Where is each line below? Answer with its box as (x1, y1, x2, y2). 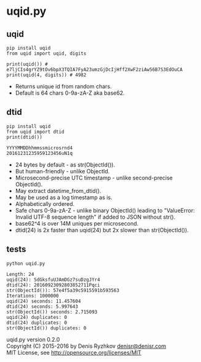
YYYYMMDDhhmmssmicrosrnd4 (6, 144, 73, 151)
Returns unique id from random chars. (15, 83, 112, 90)
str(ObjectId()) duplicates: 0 (6, 325, 87, 331)
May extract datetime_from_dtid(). (15, 187, 101, 194)
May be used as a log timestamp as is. (15, 194, 112, 201)
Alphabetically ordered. (15, 200, 75, 207)
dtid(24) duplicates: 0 (6, 320, 68, 326)
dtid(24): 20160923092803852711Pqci (6, 281, 100, 288)
